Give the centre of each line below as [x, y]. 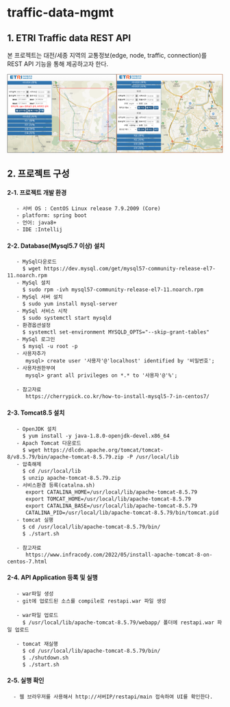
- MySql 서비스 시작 [42, 311]
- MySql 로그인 [36, 340]
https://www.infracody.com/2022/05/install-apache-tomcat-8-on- [119, 555]
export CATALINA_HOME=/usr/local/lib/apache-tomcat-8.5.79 [111, 492]
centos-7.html [27, 561]
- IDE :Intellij [39, 230]
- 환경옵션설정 [34, 325]
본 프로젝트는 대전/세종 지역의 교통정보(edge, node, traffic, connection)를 [107, 55]
